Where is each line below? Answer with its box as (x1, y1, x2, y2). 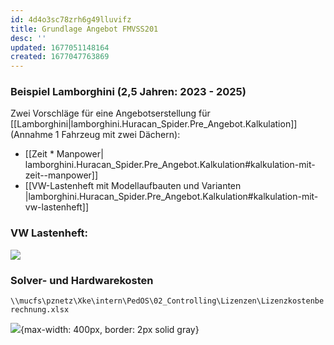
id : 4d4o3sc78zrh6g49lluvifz (10, 14, 132, 25)
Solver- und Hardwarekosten (10, 273, 154, 287)
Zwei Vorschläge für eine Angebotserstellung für (10, 107, 211, 120)
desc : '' (10, 33, 47, 43)
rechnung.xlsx (10, 305, 70, 315)
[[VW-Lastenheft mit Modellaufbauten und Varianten (24, 180, 242, 192)
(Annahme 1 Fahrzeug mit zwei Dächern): (10, 129, 181, 141)
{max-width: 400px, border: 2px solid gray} (20, 324, 200, 336)
